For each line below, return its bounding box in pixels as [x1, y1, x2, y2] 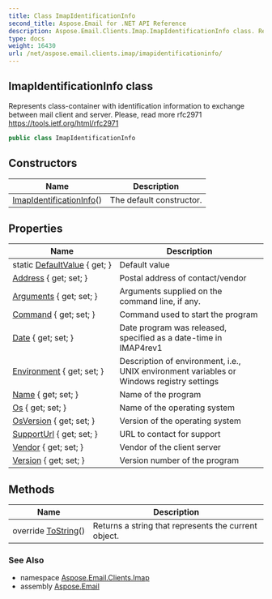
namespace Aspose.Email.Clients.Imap [19, 573, 150, 583]
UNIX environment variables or [119, 366, 236, 377]
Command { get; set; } [12, 309, 96, 320]
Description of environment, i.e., [119, 356, 241, 367]
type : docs [8, 34, 45, 43]
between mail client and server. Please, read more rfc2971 [8, 109, 202, 119]
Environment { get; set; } [12, 366, 104, 377]
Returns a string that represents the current [92, 520, 257, 532]
